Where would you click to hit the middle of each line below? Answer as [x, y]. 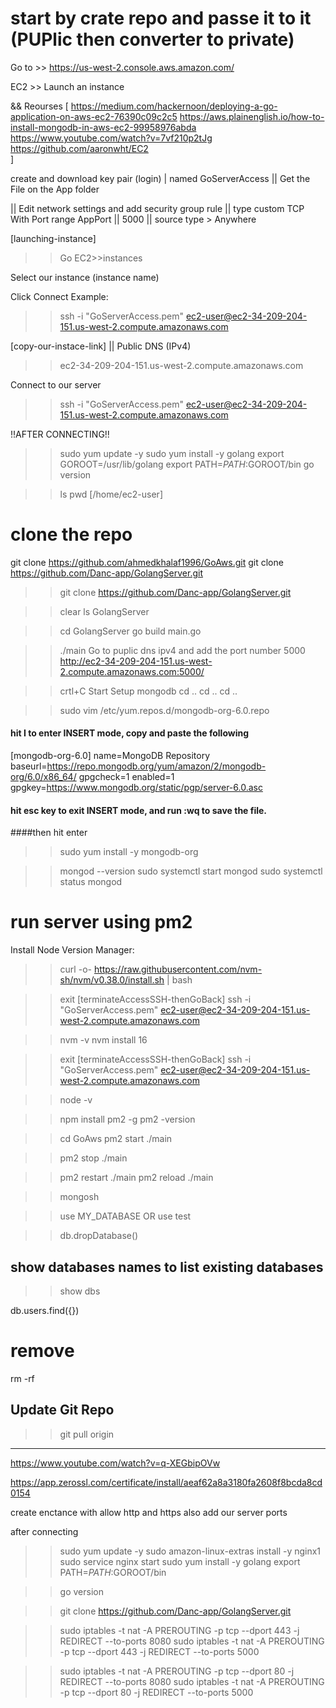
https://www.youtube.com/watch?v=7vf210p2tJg [111, 138]
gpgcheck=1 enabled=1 [126, 777]
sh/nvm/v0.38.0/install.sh [112, 980]
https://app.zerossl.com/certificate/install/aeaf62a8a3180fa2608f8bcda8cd [166, 1482]
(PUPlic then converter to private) [152, 39]
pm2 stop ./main [93, 1158]
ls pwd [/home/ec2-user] [111, 494]
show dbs [80, 1291]
